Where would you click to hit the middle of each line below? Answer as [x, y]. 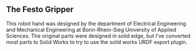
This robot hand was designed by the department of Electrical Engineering [96, 23]
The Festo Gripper [40, 10]
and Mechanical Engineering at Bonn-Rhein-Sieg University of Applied [91, 30]
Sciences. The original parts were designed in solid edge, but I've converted [98, 36]
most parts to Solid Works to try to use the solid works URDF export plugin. [97, 42]
